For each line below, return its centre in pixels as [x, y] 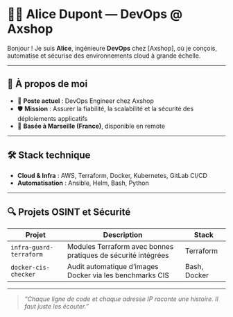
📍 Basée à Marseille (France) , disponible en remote [91, 126]
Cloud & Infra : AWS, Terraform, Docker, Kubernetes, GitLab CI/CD [112, 175]
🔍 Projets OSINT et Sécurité [69, 212]
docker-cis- [31, 268]
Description [123, 235]
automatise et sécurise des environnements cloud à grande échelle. [104, 56]
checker [23, 275]
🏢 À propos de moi [48, 84]
